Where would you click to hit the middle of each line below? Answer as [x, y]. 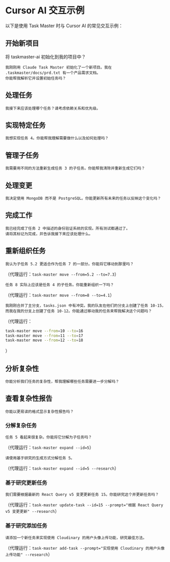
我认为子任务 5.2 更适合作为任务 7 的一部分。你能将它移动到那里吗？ [70, 264]
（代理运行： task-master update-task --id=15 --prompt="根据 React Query [84, 505]
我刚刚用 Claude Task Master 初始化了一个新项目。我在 [59, 67]
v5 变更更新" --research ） [32, 511]
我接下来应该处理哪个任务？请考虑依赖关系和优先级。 [53, 108]
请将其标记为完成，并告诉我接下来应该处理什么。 [49, 234]
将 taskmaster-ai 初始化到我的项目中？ [45, 56]
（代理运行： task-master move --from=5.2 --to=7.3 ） [62, 274]
